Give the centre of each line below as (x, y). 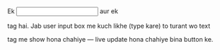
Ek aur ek (63, 11)
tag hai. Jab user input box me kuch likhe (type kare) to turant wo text (109, 26)
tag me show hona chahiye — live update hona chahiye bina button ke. (110, 39)
